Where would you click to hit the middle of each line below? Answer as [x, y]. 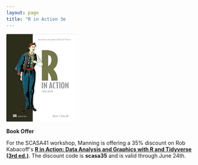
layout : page [23, 13]
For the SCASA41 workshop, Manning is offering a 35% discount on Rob [96, 143]
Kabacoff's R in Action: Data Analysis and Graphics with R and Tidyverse [99, 149]
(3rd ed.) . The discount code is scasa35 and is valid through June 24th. [96, 155]
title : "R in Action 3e [36, 19]
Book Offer [20, 131]
